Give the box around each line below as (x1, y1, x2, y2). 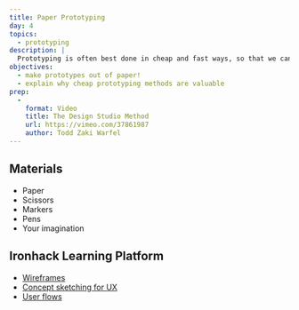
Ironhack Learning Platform (9, 249, 165, 264)
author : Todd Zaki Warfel (25, 129, 122, 138)
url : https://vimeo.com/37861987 (25, 121, 149, 130)
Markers (21, 203, 53, 214)
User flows (21, 290, 62, 302)
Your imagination (21, 223, 85, 234)
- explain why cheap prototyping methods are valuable (17, 79, 225, 88)
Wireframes (21, 272, 66, 282)
